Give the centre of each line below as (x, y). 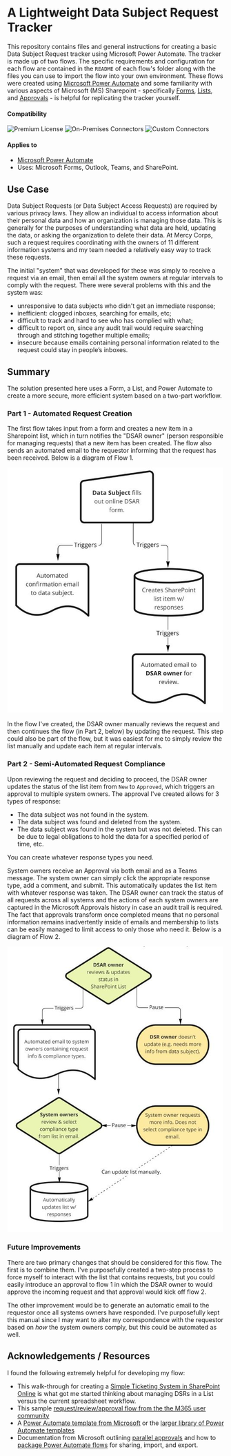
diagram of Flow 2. (34, 936)
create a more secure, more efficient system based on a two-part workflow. (114, 396)
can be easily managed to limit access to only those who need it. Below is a (114, 929)
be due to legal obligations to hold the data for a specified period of (113, 836)
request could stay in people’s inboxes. (72, 350)
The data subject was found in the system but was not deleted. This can (120, 829)
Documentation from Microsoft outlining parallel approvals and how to (116, 1437)
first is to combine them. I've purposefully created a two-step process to (110, 1270)
